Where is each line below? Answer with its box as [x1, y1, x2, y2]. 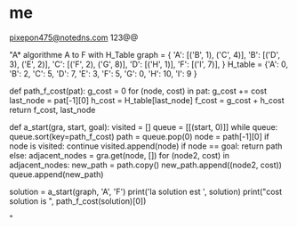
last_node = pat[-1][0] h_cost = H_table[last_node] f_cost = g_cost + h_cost [9, 94, 285, 105]
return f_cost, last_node [9, 104, 96, 115]
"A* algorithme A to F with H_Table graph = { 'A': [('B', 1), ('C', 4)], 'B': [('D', [9, 49, 280, 60]
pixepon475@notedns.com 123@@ [9, 32, 139, 43]
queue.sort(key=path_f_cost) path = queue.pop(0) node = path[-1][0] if [9, 131, 269, 142]
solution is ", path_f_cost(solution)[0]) [9, 195, 147, 207]
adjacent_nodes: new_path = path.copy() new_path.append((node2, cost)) [9, 159, 283, 170]
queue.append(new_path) [9, 168, 104, 180]
